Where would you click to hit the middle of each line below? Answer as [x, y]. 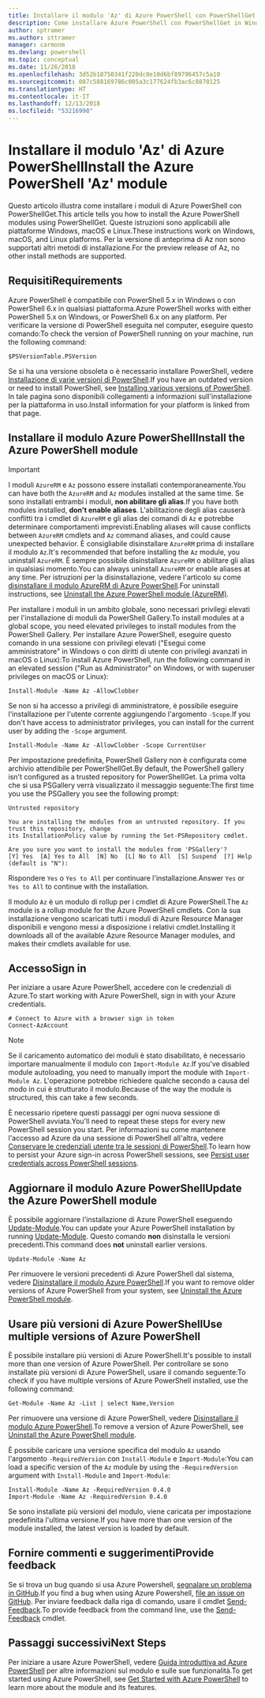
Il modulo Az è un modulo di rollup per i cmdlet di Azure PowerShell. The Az [129, 901]
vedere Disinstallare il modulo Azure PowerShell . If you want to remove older [131, 1282]
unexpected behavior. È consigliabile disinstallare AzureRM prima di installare [131, 543]
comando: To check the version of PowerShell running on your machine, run [131, 334]
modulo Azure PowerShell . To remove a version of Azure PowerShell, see [126, 1426]
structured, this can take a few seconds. [73, 1098]
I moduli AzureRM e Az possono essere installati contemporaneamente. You [127, 485]
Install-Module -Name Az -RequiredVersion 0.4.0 [90, 1490]
